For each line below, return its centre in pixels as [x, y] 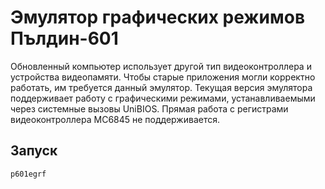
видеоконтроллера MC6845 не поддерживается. [115, 119]
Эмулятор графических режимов [158, 17]
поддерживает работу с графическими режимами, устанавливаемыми [163, 98]
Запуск [34, 151]
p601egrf [28, 174]
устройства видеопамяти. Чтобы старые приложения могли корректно [163, 77]
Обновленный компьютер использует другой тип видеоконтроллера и [161, 66]
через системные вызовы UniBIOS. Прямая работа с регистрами [149, 108]
